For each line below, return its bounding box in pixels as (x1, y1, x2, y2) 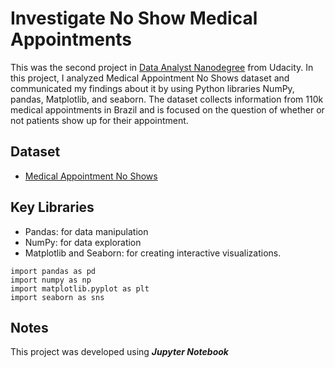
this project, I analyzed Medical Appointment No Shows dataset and (10, 72, 290, 84)
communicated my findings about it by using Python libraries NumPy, (10, 82, 295, 94)
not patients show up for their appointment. (10, 114, 189, 126)
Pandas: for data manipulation (24, 225, 149, 237)
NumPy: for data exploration (24, 236, 142, 248)
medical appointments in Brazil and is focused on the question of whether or (10, 103, 325, 116)
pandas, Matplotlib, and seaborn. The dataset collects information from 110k (10, 93, 324, 105)
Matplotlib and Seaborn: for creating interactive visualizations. (24, 247, 282, 259)
